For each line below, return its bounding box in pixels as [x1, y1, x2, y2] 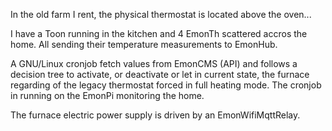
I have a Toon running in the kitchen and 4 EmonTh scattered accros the [10, 28, 308, 39]
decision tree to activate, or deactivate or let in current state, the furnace [10, 69, 310, 80]
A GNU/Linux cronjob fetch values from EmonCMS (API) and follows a [10, 58, 298, 69]
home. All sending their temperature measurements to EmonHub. [10, 39, 278, 50]
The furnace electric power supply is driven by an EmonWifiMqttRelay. [10, 109, 301, 121]
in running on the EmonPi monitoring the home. [10, 90, 205, 101]
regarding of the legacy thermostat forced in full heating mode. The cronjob [10, 79, 322, 91]
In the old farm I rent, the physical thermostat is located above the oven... [10, 9, 312, 20]
